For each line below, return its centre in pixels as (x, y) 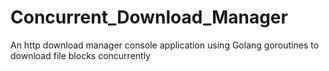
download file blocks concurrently (80, 55)
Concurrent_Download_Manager (149, 17)
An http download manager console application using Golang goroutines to (165, 45)
